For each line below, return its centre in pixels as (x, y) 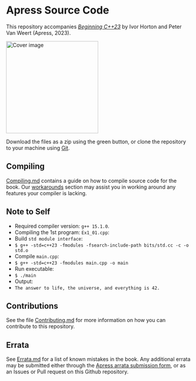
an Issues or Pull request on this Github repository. (67, 372)
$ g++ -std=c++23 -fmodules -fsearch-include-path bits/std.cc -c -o (102, 245)
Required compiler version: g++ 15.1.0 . (62, 226)
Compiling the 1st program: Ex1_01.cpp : (62, 232)
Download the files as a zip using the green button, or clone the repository (96, 142)
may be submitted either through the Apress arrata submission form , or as (96, 366)
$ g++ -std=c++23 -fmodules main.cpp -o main (71, 263)
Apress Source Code (58, 10)
